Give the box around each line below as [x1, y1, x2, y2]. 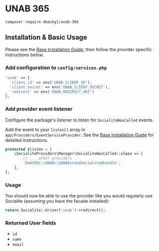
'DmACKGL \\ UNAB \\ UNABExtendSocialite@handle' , [23, 161, 121, 166]
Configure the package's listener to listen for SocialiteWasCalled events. [5, 117, 154, 123]
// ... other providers [23, 156, 72, 161]
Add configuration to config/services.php [5, 64, 107, 71]
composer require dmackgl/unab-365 [5, 19, 79, 24]
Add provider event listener [5, 105, 73, 112]
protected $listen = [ [5, 147, 52, 152]
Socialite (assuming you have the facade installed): [5, 198, 109, 204]
